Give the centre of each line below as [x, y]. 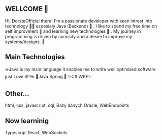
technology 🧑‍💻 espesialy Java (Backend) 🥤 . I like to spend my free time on [81, 26]
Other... [17, 94]
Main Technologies [35, 57]
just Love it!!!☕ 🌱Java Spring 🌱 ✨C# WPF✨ [49, 76]
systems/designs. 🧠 [25, 42]
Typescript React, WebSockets [36, 133]
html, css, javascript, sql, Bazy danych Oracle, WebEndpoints [67, 105]
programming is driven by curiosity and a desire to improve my [69, 36]
